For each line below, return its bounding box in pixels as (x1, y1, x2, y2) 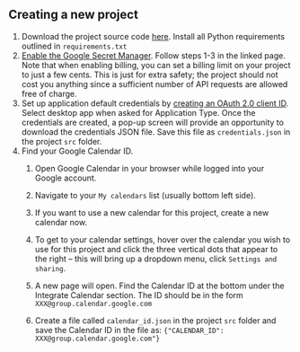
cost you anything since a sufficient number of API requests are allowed (21, 78, 288, 89)
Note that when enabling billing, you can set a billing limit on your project (21, 59, 291, 70)
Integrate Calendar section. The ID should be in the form (34, 289, 243, 300)
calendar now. (34, 216, 87, 227)
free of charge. (21, 88, 77, 99)
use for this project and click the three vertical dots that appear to (34, 243, 278, 254)
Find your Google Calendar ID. (21, 145, 134, 156)
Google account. (34, 172, 97, 183)
